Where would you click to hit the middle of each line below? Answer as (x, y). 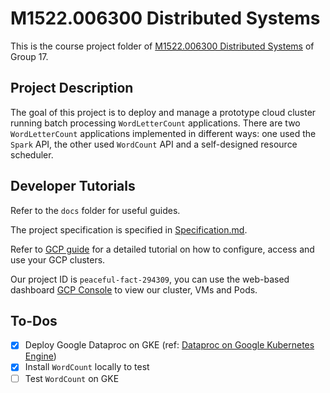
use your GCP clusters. (58, 259)
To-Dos (34, 320)
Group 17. (29, 56)
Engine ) (40, 356)
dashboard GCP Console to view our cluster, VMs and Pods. (134, 289)
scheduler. (32, 154)
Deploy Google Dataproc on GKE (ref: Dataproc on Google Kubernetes (169, 345)
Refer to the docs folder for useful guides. (95, 210)
